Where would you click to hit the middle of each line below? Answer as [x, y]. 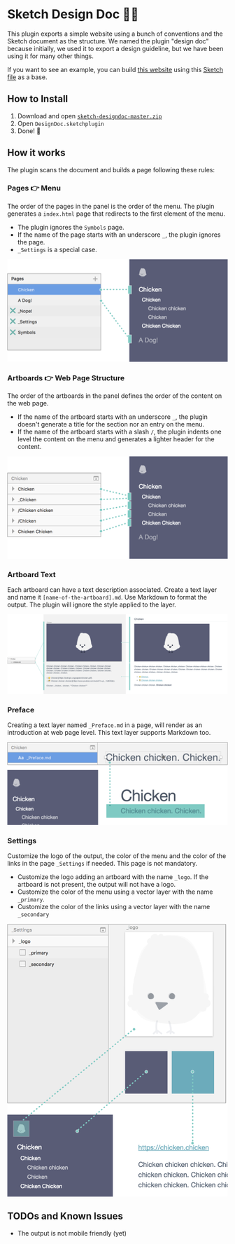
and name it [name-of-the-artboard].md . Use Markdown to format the [107, 597]
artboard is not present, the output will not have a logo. [97, 885]
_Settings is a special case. [57, 249]
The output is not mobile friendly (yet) [72, 1233]
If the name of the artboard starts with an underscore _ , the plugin [112, 417]
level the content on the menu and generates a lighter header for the [116, 439]
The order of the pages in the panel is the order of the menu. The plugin [111, 206]
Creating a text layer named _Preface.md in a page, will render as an [105, 725]
